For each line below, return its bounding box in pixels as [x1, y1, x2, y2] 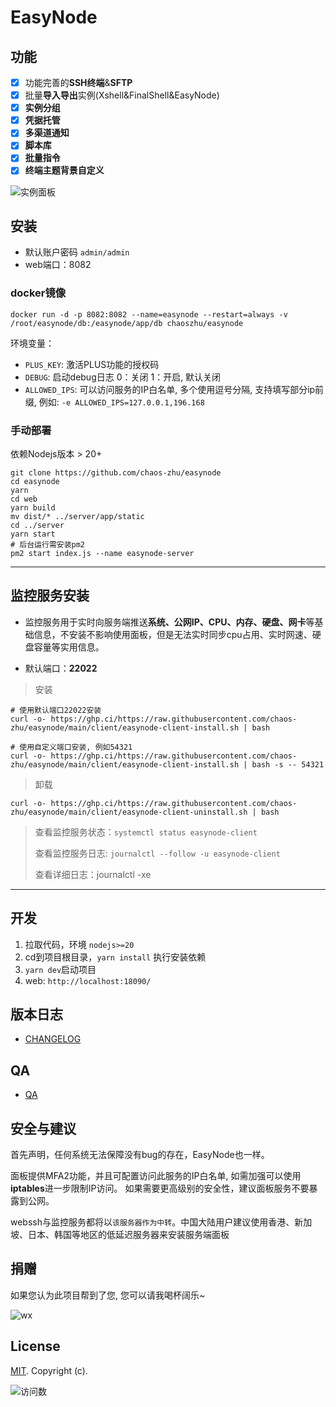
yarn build [10, 502, 56, 513]
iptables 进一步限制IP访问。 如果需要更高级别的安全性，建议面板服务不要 [10, 1182, 310, 1194]
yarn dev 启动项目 [24, 963, 97, 975]
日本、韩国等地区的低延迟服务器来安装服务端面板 [27, 1228, 230, 1240]
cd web [10, 494, 38, 504]
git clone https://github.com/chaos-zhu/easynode [10, 467, 222, 478]
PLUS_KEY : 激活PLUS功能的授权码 [24, 358, 160, 370]
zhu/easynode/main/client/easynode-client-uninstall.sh [10, 807, 248, 817]
